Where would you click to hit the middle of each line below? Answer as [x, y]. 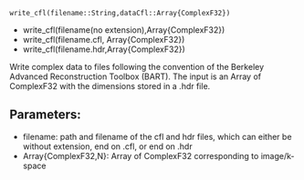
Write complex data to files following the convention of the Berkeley [137, 67]
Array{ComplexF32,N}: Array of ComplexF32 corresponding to [141, 155]
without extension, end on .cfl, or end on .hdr [108, 146]
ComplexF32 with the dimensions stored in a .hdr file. [110, 86]
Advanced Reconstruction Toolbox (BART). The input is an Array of [136, 76]
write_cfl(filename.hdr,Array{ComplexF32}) [104, 49]
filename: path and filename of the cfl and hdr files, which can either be [157, 136]
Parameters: [45, 115]
